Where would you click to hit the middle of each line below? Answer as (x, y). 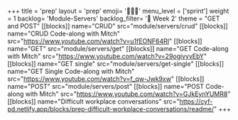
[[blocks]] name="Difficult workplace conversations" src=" (93, 102)
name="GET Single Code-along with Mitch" (71, 71)
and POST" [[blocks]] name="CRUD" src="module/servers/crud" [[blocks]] (118, 26)
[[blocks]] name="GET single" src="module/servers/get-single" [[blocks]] (116, 64)
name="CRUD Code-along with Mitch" (64, 33)
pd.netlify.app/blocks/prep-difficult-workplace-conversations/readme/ (111, 109)
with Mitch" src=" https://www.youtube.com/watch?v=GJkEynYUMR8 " (128, 94)
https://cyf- (196, 102)
